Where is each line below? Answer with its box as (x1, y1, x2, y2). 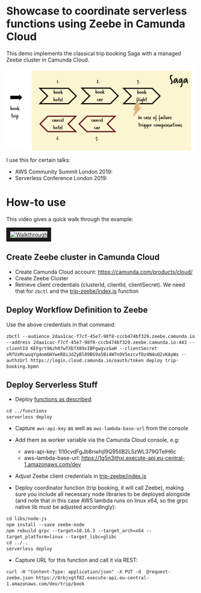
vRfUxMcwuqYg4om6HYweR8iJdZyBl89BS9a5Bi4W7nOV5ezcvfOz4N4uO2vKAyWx (6, 351, 179, 357)
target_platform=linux (6, 534, 63, 540)
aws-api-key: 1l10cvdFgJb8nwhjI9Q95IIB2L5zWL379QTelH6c (23, 448, 176, 456)
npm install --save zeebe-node (6, 522, 85, 528)
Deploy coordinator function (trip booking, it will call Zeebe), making (14, 484, 184, 492)
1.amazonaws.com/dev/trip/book (6, 581, 85, 587)
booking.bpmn (6, 363, 39, 369)
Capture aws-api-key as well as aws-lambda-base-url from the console (14, 425, 188, 432)
